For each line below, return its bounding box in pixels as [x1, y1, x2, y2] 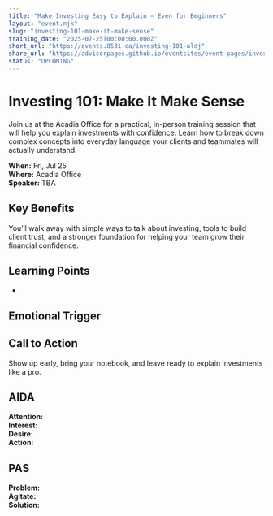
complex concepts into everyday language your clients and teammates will [8, 136, 258, 146]
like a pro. [8, 366, 42, 376]
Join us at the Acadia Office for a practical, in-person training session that [8, 119, 256, 128]
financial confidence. [8, 241, 79, 250]
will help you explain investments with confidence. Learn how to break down [8, 128, 264, 137]
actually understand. [8, 145, 77, 154]
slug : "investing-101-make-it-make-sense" [8, 27, 154, 35]
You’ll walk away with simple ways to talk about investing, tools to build [8, 223, 247, 232]
